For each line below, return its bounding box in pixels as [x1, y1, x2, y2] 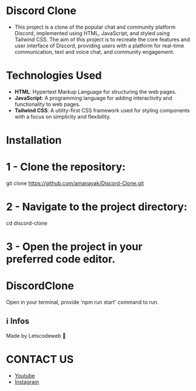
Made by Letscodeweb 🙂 [6, 332, 66, 339]
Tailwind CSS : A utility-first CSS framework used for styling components [14, 107, 190, 114]
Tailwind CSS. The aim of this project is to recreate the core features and [14, 36, 190, 43]
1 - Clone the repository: [6, 160, 126, 174]
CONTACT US [6, 353, 74, 366]
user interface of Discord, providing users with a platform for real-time [14, 42, 184, 49]
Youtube [14, 372, 35, 379]
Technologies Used [6, 69, 102, 83]
